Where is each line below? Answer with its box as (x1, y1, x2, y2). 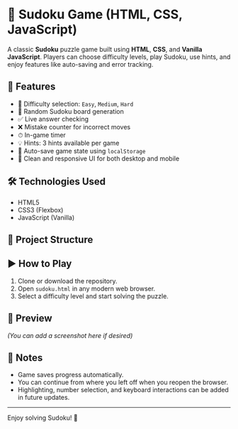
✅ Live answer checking (17, 114, 89, 123)
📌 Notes (7, 352, 43, 364)
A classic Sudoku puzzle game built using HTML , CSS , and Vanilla (7, 45, 203, 53)
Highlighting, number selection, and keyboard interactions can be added (17, 386, 229, 394)
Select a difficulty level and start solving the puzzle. (17, 291, 169, 300)
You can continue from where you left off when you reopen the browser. (17, 378, 229, 386)
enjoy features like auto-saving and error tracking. (7, 60, 154, 68)
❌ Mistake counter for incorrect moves (17, 122, 131, 131)
